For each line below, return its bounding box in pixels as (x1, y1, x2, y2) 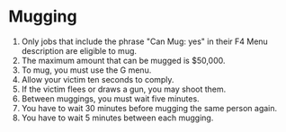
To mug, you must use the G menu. (21, 65, 152, 75)
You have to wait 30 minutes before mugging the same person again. (21, 102, 278, 113)
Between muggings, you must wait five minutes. (21, 92, 200, 104)
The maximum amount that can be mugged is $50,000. (21, 55, 226, 66)
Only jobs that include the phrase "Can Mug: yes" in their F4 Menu (21, 36, 269, 47)
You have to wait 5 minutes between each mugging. (21, 112, 214, 123)
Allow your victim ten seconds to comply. (21, 74, 174, 84)
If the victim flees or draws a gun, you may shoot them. (21, 84, 227, 94)
